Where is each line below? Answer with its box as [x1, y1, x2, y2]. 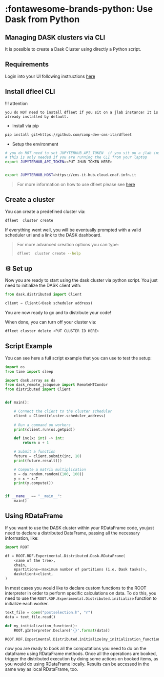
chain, [14, 563, 27, 568]
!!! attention [5, 100, 28, 106]
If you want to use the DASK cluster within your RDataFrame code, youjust [5, 525, 154, 530]
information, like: [5, 535, 39, 541]
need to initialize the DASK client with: [5, 282, 82, 289]
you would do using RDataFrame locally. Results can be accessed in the [5, 661, 150, 667]
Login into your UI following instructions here [5, 73, 96, 79]
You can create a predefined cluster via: [5, 209, 85, 214]
